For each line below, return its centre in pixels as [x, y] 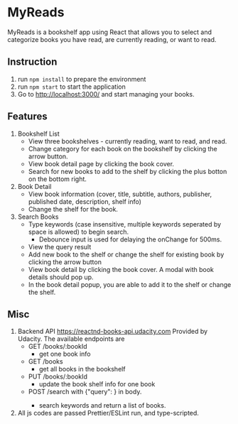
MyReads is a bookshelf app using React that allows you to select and [109, 32]
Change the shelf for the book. [73, 209]
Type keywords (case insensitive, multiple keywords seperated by [125, 224]
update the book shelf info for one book [97, 384]
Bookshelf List [39, 134]
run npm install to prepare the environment [82, 79]
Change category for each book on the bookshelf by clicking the [123, 148]
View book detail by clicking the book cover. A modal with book [121, 269]
